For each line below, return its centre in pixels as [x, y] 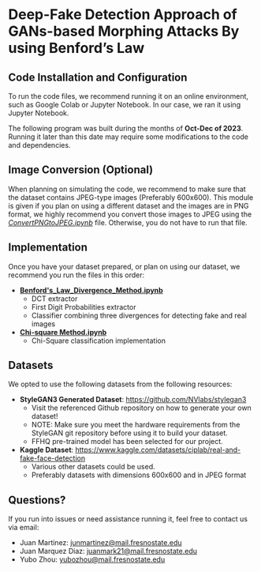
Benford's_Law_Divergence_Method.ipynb [91, 290]
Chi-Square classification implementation [98, 341]
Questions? [37, 500]
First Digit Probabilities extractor [84, 307]
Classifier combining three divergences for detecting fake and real [139, 315]
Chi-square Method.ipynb [63, 332]
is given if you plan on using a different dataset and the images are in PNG [129, 205]
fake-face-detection [52, 458]
